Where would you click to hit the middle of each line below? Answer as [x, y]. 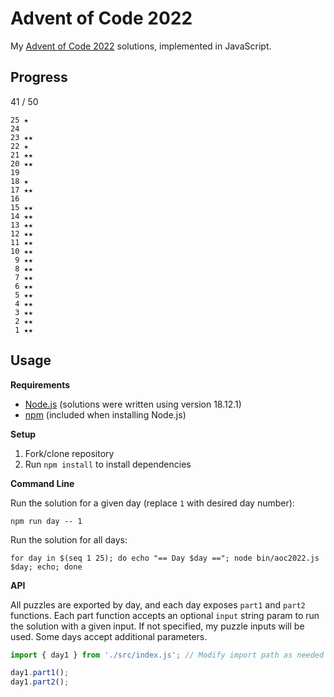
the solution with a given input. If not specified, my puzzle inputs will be [157, 626]
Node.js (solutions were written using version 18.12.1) [133, 404]
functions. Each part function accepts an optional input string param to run [165, 615]
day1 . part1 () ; [40, 673]
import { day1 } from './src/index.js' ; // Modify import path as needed [167, 655]
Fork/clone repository [69, 453]
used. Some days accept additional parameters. [109, 636]
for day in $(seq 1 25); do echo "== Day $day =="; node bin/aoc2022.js [165, 558]
